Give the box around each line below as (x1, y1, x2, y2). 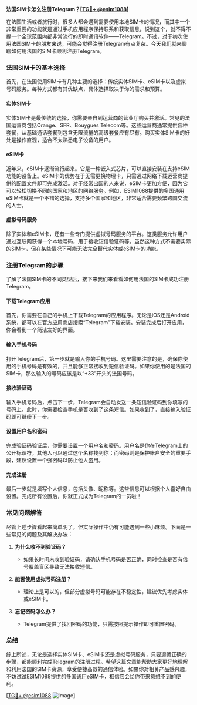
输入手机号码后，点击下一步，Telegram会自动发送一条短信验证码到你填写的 (6, 398, 188, 405)
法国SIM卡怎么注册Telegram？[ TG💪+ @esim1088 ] (6, 6, 129, 12)
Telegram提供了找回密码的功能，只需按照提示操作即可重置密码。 (23, 620, 180, 627)
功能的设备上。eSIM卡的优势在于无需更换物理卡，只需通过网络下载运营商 (6, 172, 183, 179)
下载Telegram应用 (6, 297, 50, 304)
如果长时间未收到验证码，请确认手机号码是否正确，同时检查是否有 (23, 555, 183, 563)
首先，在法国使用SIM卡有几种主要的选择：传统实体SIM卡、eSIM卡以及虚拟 (6, 78, 186, 85)
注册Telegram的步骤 (6, 261, 64, 269)
